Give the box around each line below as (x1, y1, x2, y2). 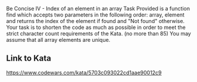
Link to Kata (6, 53, 52, 64)
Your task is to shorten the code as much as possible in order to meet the (6, 24, 186, 31)
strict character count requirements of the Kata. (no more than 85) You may (6, 30, 192, 37)
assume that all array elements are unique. (6, 37, 111, 43)
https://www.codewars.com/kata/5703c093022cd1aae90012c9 (6, 69, 162, 76)
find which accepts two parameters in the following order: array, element (6, 11, 185, 18)
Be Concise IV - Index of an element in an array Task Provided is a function (6, 5, 190, 12)
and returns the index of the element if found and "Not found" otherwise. (6, 18, 185, 24)
